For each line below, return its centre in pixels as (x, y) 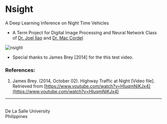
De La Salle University (28, 111)
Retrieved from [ (29, 86)
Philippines (16, 117)
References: (20, 70)
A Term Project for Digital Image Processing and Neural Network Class (84, 32)
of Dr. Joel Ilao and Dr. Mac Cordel (48, 38)
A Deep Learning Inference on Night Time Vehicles (57, 23)
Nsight (19, 9)
